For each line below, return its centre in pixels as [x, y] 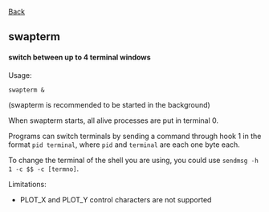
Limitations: [27, 184]
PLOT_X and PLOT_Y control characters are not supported [116, 199]
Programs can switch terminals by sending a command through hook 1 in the [135, 136]
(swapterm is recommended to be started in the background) [109, 104]
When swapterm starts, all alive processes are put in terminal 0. [114, 120]
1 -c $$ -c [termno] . [44, 169]
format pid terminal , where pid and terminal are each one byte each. [124, 145]
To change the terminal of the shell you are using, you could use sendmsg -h [133, 160]
